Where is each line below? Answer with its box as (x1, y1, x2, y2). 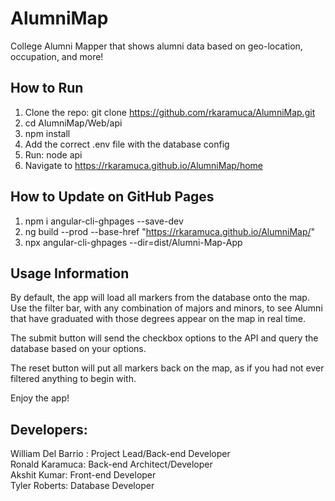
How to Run (10, 80, 84, 97)
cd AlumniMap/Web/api (24, 117, 123, 129)
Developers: (10, 421, 88, 438)
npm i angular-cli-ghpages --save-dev (24, 215, 184, 227)
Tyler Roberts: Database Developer (10, 480, 155, 492)
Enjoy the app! (10, 392, 70, 404)
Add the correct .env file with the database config (24, 138, 230, 150)
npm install (24, 127, 71, 139)
